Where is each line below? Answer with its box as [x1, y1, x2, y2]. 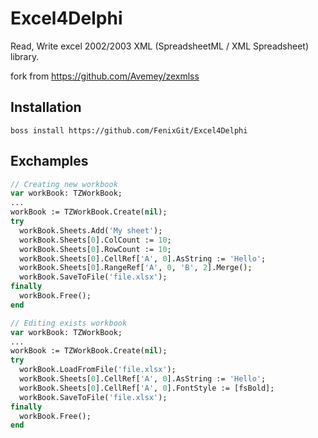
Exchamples [10, 153, 89, 170]
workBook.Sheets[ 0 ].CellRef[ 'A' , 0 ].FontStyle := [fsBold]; [19, 383, 275, 393]
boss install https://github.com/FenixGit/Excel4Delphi [10, 125, 248, 136]
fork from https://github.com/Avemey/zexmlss [10, 70, 200, 82]
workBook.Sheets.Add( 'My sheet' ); [19, 225, 163, 236]
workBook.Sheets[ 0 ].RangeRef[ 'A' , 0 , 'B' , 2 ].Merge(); [19, 263, 253, 273]
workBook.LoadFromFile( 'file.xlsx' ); [19, 365, 177, 375]
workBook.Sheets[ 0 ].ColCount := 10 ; [19, 235, 172, 245]
